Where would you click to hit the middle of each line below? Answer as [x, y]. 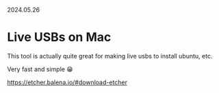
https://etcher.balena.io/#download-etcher [67, 82]
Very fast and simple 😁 [40, 69]
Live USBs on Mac [59, 37]
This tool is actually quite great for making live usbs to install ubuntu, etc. [110, 56]
